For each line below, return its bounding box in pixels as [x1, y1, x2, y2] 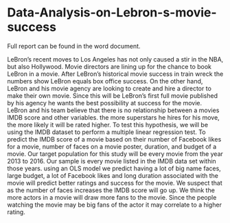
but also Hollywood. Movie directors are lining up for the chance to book [7, 62, 211, 70]
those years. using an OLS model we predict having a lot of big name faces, [7, 164, 221, 172]
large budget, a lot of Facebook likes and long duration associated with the [7, 171, 218, 179]
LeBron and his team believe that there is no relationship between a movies [7, 106, 220, 114]
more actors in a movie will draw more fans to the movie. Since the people [7, 193, 217, 201]
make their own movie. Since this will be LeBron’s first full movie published [7, 91, 218, 100]
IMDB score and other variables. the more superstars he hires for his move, [7, 113, 220, 121]
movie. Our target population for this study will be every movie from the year [7, 149, 223, 158]
